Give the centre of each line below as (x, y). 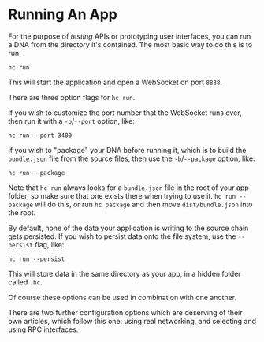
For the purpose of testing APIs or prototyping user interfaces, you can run (130, 36)
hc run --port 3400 (40, 136)
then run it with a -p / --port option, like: (72, 121)
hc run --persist (37, 259)
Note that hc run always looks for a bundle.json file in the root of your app (129, 188)
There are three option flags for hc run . (72, 97)
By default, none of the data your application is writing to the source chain (128, 228)
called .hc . (25, 282)
